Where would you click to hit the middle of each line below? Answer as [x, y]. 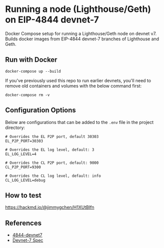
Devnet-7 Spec [28, 241]
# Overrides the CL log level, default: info [53, 176]
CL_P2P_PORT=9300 [23, 167]
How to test [23, 195]
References [23, 223]
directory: [15, 127]
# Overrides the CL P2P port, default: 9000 [52, 163]
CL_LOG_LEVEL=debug [25, 180]
